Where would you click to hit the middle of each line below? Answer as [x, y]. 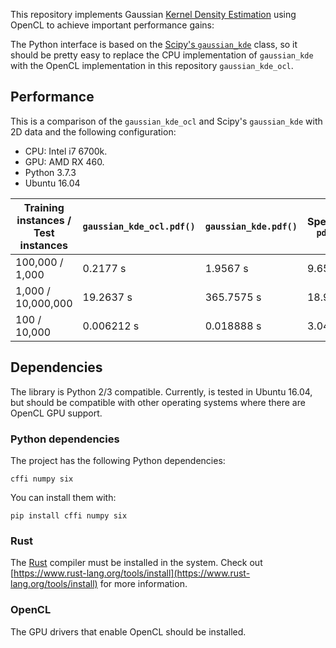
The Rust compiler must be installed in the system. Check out [136, 563]
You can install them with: [63, 497]
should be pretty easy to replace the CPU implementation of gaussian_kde [162, 55]
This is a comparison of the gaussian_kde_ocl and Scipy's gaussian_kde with [166, 121]
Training [44, 207]
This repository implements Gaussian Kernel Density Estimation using [153, 14]
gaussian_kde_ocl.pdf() [139, 226]
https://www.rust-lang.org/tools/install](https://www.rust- [132, 573]
